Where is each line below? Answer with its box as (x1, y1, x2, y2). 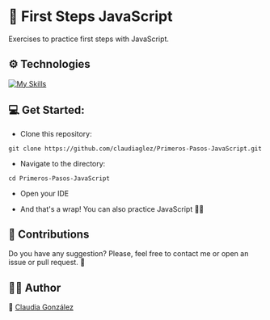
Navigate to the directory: (19, 158, 106, 168)
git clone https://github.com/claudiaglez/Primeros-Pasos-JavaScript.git (8, 145, 263, 153)
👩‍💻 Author (8, 280, 61, 294)
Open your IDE (19, 188, 70, 198)
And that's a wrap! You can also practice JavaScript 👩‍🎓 (19, 204, 205, 213)
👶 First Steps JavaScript (8, 7, 173, 26)
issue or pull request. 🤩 (8, 258, 86, 267)
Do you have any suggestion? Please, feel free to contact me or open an (8, 249, 249, 259)
